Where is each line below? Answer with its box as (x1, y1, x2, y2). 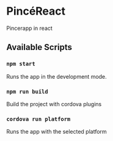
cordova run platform (6, 115, 71, 123)
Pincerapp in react (6, 24, 53, 32)
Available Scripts (6, 42, 72, 52)
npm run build (6, 88, 48, 95)
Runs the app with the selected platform (6, 128, 107, 136)
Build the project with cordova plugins (6, 100, 102, 107)
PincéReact (6, 4, 66, 18)
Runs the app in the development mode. (6, 73, 107, 80)
